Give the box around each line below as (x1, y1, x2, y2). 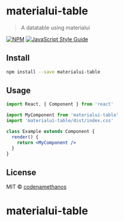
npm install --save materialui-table (6, 69, 101, 75)
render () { (11, 134, 39, 140)
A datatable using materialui (20, 24, 90, 31)
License (6, 167, 37, 177)
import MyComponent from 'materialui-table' (6, 112, 119, 118)
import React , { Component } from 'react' (6, 101, 114, 107)
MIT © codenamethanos (6, 183, 67, 190)
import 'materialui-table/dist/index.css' (6, 118, 114, 124)
